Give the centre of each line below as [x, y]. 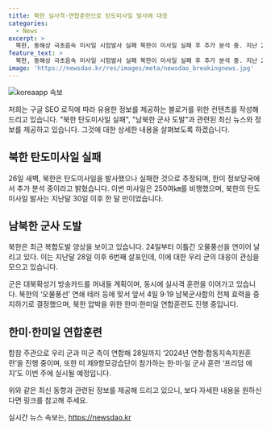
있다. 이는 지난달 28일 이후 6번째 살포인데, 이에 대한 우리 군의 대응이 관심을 [141, 257]
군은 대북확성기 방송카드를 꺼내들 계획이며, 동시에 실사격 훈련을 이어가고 [121, 284]
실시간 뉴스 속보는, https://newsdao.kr [70, 418]
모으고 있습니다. [33, 267]
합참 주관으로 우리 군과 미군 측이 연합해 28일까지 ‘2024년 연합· [107, 353]
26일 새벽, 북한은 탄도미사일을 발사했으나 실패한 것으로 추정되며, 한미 [117, 178]
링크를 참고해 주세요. [56, 400]
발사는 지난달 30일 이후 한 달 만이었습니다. [96, 198]
